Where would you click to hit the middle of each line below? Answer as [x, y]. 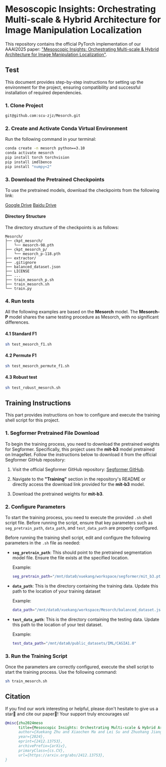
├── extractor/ [21, 258]
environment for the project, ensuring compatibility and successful [73, 87]
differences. [17, 322]
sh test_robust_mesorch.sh [33, 388]
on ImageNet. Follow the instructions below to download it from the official [81, 454]
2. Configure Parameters [35, 507]
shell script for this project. [32, 420]
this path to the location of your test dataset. [57, 624]
